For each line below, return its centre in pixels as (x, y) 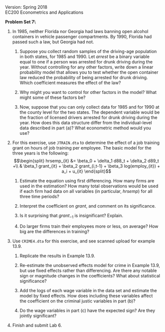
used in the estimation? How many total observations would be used (89, 186)
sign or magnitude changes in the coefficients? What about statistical (90, 275)
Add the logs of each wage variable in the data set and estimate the (88, 290)
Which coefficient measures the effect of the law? (70, 83)
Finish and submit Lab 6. (37, 325)
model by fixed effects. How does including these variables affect (86, 296)
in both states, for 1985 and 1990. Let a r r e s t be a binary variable (84, 57)
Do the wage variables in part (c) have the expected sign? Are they (87, 310)
